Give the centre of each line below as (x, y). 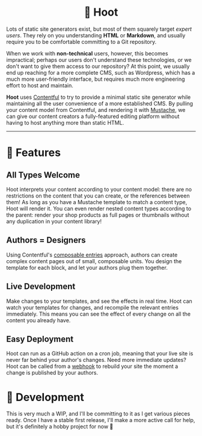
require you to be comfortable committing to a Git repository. (81, 42)
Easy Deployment (40, 339)
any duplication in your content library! (54, 221)
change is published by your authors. (52, 373)
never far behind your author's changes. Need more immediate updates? (96, 360)
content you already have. (38, 320)
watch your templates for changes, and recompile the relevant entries (93, 307)
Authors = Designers (46, 240)
